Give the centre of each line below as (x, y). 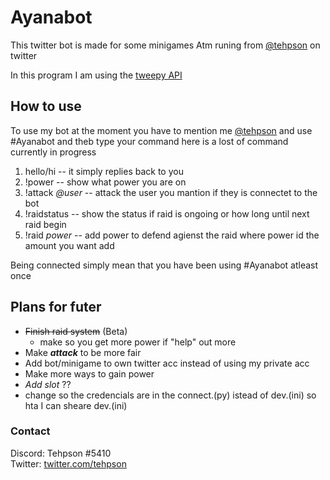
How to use (46, 106)
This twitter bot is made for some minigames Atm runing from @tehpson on (165, 45)
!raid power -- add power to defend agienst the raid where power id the (172, 235)
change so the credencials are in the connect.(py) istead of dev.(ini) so (170, 395)
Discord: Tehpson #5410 (61, 453)
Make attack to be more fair (83, 352)
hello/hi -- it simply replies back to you (104, 171)
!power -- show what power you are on (105, 182)
